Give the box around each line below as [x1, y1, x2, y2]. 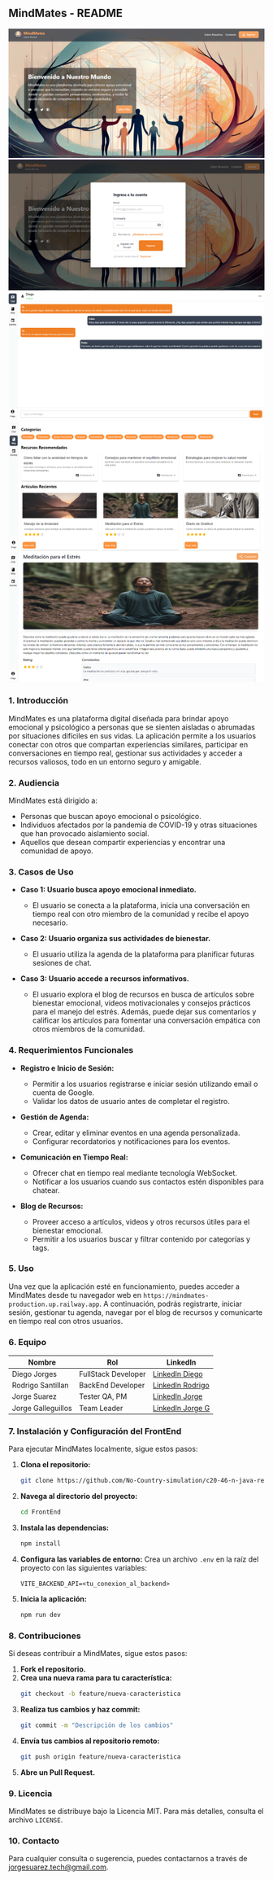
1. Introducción [8, 695, 69, 707]
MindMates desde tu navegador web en [8, 1290, 142, 1299]
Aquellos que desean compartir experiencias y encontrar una [19, 837, 226, 847]
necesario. [32, 918, 68, 927]
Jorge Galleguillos [11, 1403, 73, 1413]
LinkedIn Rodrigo [153, 1380, 210, 1391]
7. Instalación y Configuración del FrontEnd [8, 1426, 182, 1437]
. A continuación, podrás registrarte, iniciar [98, 1299, 242, 1308]
